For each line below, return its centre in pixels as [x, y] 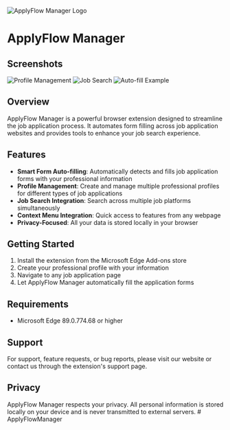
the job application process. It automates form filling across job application [113, 126]
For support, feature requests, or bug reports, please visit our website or [110, 359]
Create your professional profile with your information [93, 268]
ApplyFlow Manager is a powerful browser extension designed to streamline [115, 118]
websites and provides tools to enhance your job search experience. [104, 133]
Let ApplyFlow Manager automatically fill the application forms [105, 283]
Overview [28, 102]
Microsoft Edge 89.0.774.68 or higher [70, 321]
